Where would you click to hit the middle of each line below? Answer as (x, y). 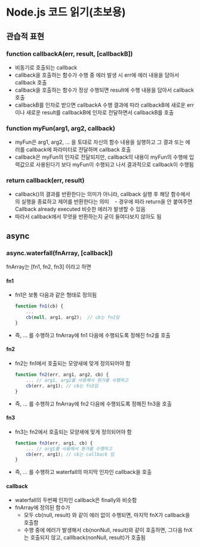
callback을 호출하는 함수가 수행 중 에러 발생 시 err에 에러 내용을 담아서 (97, 75)
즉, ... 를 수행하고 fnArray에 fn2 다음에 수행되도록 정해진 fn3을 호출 (93, 404)
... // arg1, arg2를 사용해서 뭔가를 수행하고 (77, 380)
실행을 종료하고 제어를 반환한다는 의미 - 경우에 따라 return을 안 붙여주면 (107, 202)
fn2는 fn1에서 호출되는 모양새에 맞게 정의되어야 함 (73, 364)
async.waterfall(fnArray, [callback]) (60, 253)
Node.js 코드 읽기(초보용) (66, 12)
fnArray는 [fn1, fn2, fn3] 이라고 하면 (49, 267)
